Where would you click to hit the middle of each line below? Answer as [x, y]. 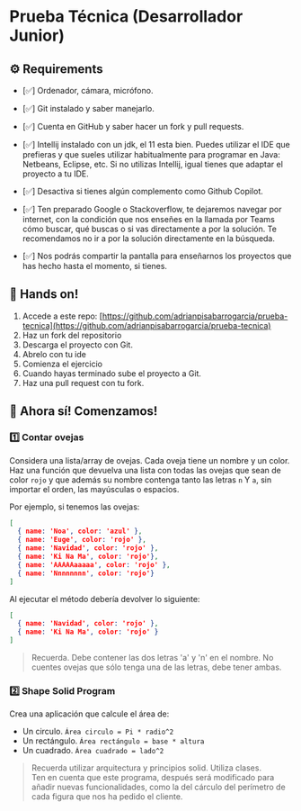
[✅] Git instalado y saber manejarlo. [88, 108]
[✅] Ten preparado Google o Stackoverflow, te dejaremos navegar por [152, 209]
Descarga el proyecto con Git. [77, 345]
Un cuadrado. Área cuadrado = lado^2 [93, 751]
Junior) [37, 36]
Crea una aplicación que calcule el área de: [89, 714]
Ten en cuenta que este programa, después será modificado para [153, 778]
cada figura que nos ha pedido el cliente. [107, 797]
